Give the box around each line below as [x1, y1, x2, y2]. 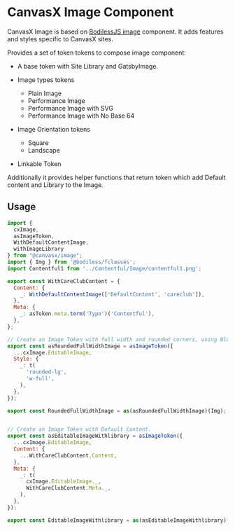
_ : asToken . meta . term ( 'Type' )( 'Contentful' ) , [20, 310, 155, 317]
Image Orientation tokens [17, 125, 91, 133]
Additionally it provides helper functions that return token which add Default [7, 173, 226, 181]
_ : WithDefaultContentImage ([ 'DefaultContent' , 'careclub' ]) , [20, 291, 205, 298]
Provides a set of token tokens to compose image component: [7, 48, 187, 57]
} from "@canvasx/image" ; [7, 252, 83, 259]
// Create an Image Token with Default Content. [7, 426, 152, 433]
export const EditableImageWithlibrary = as [7, 516, 139, 524]
